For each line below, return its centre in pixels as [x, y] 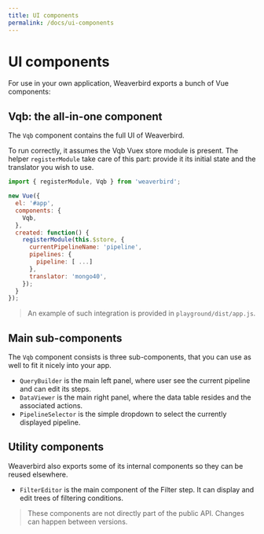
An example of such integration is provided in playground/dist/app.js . [141, 313]
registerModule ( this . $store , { [73, 240]
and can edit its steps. [55, 389]
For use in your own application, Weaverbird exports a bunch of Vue [119, 83]
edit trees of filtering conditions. [71, 498]
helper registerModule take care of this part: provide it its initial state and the [132, 159]
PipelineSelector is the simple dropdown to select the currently [123, 414]
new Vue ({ [24, 196]
